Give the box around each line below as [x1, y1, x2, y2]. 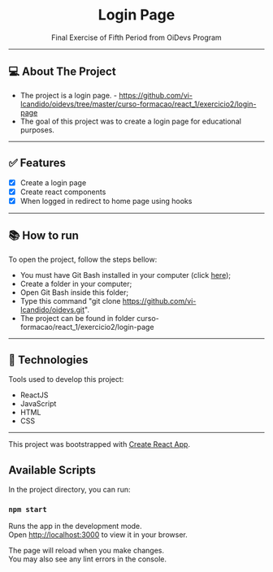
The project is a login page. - [19, 90, 118, 100]
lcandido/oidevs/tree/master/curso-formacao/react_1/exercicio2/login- [19, 99, 257, 109]
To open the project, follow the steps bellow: [8, 254, 158, 264]
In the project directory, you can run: [8, 485, 131, 495]
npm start [8, 505, 47, 514]
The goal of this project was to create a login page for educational [19, 116, 242, 126]
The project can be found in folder [19, 313, 136, 323]
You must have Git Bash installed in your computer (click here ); [19, 270, 232, 279]
